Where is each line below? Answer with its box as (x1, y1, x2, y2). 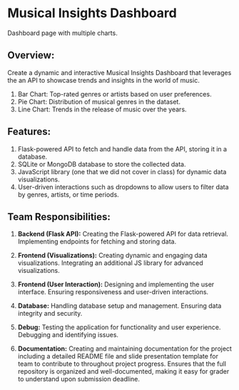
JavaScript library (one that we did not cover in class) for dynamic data (17, 167, 227, 176)
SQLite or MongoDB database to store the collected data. (17, 159, 186, 169)
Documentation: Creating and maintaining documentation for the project (17, 344, 232, 353)
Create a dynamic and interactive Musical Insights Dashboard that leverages (7, 68, 232, 76)
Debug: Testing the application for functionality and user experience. (17, 323, 221, 331)
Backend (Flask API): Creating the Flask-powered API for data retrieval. (17, 230, 228, 239)
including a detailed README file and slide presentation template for (17, 352, 219, 361)
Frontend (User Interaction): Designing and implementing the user (17, 280, 215, 289)
